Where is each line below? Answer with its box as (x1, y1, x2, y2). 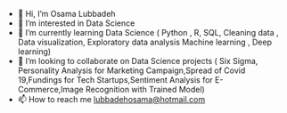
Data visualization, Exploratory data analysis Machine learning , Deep (17, 36, 272, 47)
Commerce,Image (17, 85, 84, 94)
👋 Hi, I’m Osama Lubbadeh (17, 9, 116, 19)
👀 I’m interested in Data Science (17, 18, 135, 28)
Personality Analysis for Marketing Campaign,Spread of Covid (17, 65, 246, 76)
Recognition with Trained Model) (85, 85, 205, 94)
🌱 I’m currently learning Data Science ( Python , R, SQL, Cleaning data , (17, 28, 279, 37)
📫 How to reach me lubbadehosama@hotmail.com (17, 94, 206, 104)
